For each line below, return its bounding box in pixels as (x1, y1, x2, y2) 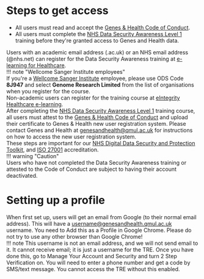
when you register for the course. (6, 87, 90, 95)
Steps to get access (6, 4, 109, 18)
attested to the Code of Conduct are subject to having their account (6, 165, 177, 173)
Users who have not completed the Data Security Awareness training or (6, 159, 187, 166)
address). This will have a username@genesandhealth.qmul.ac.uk (6, 220, 172, 227)
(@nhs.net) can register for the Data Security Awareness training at (6, 55, 176, 62)
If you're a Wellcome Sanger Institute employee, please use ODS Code (6, 74, 184, 82)
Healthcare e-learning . (6, 100, 64, 107)
